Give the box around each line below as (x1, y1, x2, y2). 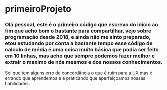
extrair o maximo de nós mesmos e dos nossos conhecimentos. (5, 59, 163, 66)
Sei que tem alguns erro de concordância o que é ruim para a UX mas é (5, 70, 153, 76)
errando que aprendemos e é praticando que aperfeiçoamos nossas (5, 75, 146, 81)
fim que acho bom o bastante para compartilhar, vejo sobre (5, 27, 152, 34)
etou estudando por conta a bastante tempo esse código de (5, 40, 153, 47)
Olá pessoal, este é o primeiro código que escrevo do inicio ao (5, 21, 158, 28)
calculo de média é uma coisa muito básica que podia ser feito (5, 46, 159, 53)
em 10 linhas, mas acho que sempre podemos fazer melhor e (5, 52, 155, 59)
